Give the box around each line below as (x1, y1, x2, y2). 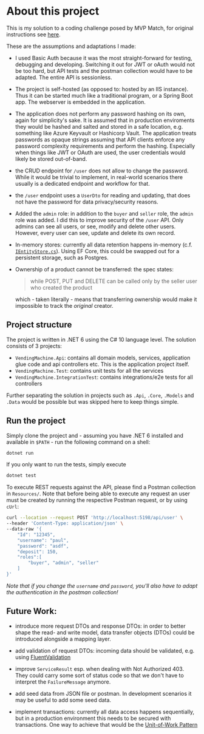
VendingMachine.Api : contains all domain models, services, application (15, 354, 191, 361)
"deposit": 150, (17, 548, 59, 555)
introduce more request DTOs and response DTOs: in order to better (15, 622, 186, 630)
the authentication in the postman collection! (6, 588, 118, 596)
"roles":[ (17, 554, 42, 560)
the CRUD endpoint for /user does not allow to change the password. (15, 167, 189, 174)
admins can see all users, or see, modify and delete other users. (15, 223, 176, 230)
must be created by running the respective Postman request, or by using (6, 497, 188, 504)
